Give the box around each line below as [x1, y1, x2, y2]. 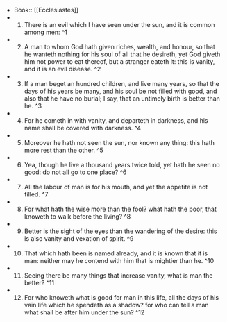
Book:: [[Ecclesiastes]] [13, 6, 78, 14]
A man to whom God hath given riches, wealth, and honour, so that [24, 43, 215, 51]
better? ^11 [24, 279, 54, 287]
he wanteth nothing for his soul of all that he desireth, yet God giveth [24, 50, 221, 58]
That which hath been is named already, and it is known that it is [24, 249, 208, 257]
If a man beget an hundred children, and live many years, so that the [24, 80, 220, 87]
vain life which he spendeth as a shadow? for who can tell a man [24, 301, 210, 309]
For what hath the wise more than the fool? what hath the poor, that [24, 205, 217, 213]
